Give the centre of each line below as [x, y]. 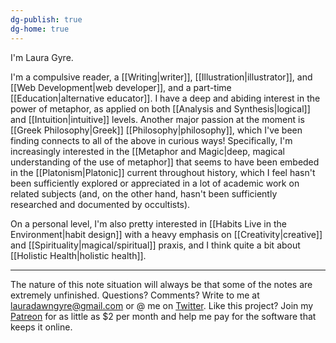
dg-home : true [40, 29]
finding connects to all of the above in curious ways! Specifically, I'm [151, 140]
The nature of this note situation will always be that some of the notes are [161, 284]
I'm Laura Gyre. [42, 57]
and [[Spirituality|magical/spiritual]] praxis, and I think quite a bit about [155, 245]
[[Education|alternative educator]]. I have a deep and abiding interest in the [165, 98]
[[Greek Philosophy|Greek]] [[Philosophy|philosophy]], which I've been [156, 130]
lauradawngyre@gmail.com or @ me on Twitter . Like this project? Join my [162, 305]
